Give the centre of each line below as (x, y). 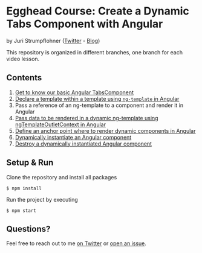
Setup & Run (30, 163)
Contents (24, 78)
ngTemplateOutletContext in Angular (60, 124)
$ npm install (24, 188)
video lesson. (23, 59)
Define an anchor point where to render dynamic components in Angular (105, 130)
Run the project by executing (42, 199)
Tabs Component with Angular (85, 24)
